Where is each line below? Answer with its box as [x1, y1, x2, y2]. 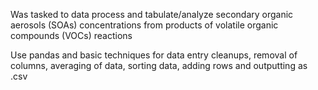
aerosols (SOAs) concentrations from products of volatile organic [10, 19, 279, 31]
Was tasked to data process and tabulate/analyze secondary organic [10, 9, 294, 20]
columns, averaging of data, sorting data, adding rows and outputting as [10, 60, 308, 71]
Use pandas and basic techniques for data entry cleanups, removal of [10, 49, 298, 61]
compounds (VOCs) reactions [10, 30, 133, 41]
